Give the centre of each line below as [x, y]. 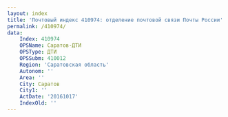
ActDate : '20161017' [49, 97]
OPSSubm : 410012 [43, 58]
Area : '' [32, 77]
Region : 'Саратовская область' [64, 65]
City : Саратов [40, 84]
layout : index [28, 13]
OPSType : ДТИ [38, 52]
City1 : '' [34, 90]
